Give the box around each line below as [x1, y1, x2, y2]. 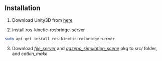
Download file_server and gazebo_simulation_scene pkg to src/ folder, [12, 45, 157, 51]
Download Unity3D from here [12, 17, 73, 23]
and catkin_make [12, 51, 48, 57]
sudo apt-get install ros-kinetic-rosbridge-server [5, 36, 115, 41]
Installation [5, 4, 41, 12]
